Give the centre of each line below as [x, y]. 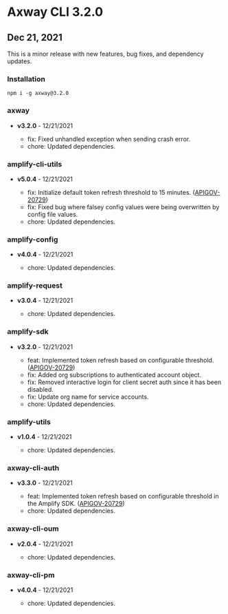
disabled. [40, 389]
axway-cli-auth [33, 468]
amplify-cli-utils [35, 164]
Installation [26, 78]
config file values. [53, 214]
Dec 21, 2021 [35, 38]
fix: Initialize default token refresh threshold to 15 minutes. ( [111, 192]
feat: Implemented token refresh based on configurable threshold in [123, 496]
